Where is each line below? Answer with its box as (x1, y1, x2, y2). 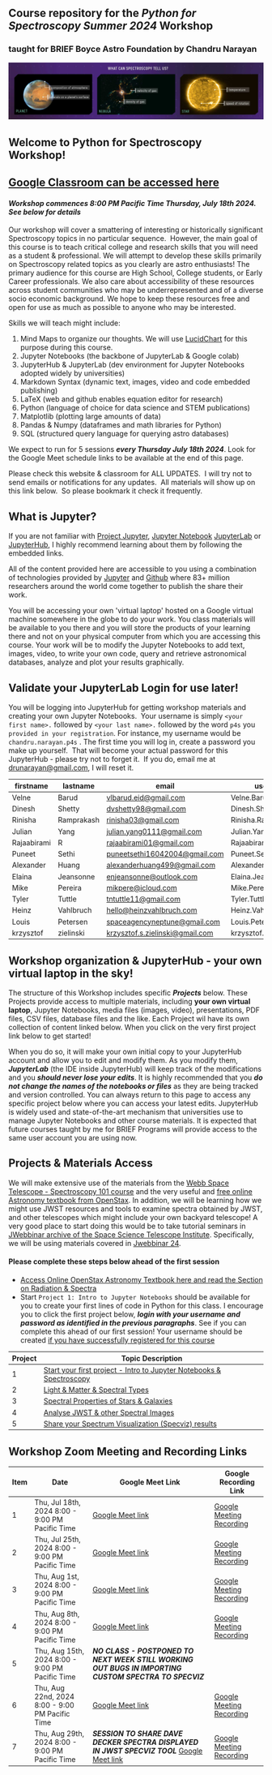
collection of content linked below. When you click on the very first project (8, 1022, 257, 1033)
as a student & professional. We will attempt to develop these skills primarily (8, 251, 261, 260)
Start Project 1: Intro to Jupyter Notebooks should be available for (19, 1292, 251, 1302)
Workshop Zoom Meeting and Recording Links (8, 1444, 248, 1459)
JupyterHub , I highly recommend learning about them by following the (8, 539, 243, 550)
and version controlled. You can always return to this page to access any (8, 1090, 251, 1100)
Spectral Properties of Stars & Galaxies (43, 1396, 173, 1406)
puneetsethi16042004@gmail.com (106, 849, 224, 858)
